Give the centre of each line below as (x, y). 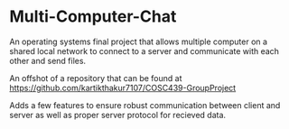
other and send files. (48, 60)
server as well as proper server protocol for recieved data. (118, 115)
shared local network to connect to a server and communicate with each (144, 51)
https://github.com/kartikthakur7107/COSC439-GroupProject (123, 88)
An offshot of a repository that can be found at (96, 78)
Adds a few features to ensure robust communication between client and (145, 105)
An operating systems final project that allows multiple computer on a (139, 41)
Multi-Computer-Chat (93, 17)
